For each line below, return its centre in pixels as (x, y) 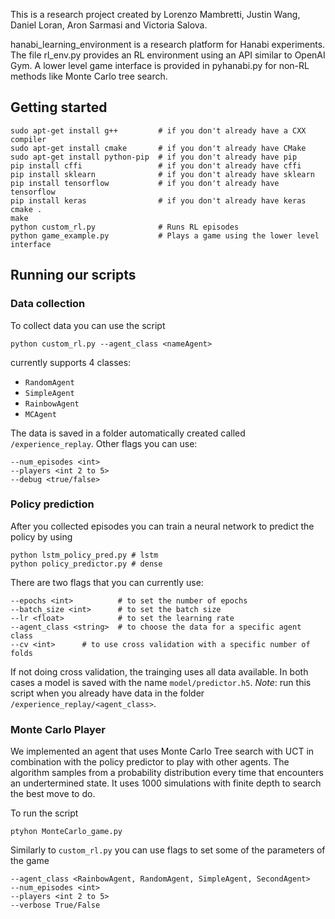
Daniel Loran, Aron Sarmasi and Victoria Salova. (109, 25)
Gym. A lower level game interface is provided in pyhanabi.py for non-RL (160, 65)
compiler (28, 139)
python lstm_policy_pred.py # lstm (84, 555)
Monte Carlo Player (58, 729)
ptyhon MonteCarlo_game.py (66, 832)
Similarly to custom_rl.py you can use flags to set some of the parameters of (168, 850)
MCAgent (40, 414)
